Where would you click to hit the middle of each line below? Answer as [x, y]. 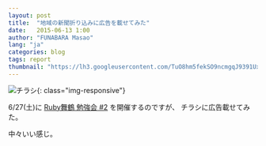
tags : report [30, 60]
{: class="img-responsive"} [81, 90]
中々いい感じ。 [32, 133]
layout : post [30, 15]
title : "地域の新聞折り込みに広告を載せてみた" [79, 23]
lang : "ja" [26, 45]
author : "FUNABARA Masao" [51, 37]
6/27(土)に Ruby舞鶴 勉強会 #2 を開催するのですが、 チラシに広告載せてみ [129, 107]
